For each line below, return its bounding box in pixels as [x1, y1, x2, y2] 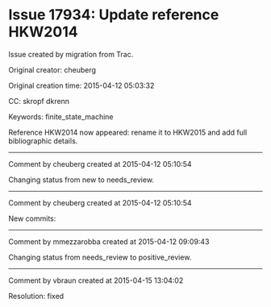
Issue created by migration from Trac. [8, 49, 134, 59]
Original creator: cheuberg [8, 64, 97, 74]
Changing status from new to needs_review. [8, 175, 155, 185]
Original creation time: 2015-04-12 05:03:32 [8, 81, 155, 90]
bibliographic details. [8, 135, 78, 146]
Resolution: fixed [8, 291, 65, 301]
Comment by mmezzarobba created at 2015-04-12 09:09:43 [8, 236, 210, 247]
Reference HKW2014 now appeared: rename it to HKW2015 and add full [8, 127, 248, 137]
